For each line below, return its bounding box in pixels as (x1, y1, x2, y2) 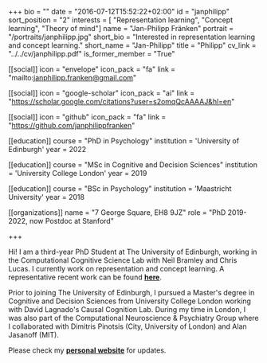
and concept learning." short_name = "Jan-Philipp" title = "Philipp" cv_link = (8, 41, 257, 50)
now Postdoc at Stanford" (29, 217, 114, 225)
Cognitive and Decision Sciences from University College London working (8, 296, 251, 306)
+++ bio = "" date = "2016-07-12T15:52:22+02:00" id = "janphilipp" (8, 7, 230, 16)
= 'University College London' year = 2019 (8, 169, 147, 178)
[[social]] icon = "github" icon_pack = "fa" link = (8, 112, 167, 122)
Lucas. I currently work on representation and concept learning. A (8, 264, 225, 273)
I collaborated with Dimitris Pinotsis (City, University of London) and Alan (8, 322, 247, 331)
